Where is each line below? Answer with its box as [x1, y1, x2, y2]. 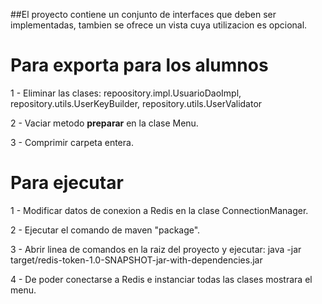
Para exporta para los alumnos [10, 54, 269, 77]
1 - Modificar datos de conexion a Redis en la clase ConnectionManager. [10, 204, 309, 216]
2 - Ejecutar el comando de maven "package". [10, 224, 201, 236]
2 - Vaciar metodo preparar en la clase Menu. [10, 117, 199, 129]
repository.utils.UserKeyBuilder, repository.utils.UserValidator [10, 97, 263, 109]
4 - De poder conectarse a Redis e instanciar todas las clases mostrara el [10, 273, 313, 285]
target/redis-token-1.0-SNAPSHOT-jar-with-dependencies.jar [10, 254, 263, 266]
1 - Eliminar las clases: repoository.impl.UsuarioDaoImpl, [10, 87, 242, 99]
